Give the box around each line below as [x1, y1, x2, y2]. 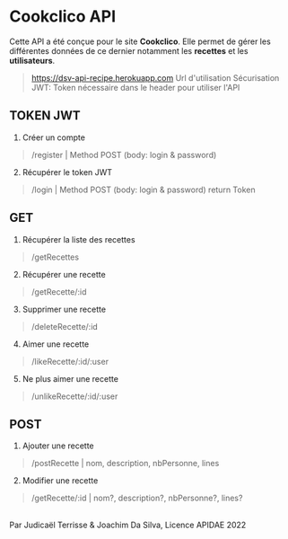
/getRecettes [31, 252, 79, 262]
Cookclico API [9, 6, 117, 27]
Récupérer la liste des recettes [22, 234, 136, 244]
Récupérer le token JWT [22, 166, 113, 177]
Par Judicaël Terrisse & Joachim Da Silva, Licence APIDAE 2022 [9, 519, 247, 531]
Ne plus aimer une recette [22, 373, 119, 384]
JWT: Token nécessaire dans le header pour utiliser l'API [31, 82, 240, 93]
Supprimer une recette [22, 304, 106, 314]
